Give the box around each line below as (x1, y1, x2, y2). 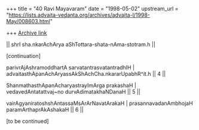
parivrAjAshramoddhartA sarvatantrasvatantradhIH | (6, 64, 135, 71)
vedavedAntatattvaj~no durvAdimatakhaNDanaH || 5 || (6, 88, 140, 95)
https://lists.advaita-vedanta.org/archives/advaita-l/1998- (8, 11, 151, 18)
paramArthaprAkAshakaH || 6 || (6, 106, 84, 113)
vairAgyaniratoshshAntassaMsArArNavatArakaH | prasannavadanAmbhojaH (6, 100, 193, 107)
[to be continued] (6, 117, 49, 125)
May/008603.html (6, 18, 51, 24)
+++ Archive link (6, 29, 47, 36)
